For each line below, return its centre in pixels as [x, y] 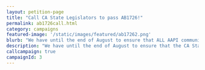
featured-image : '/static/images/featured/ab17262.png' [79, 35]
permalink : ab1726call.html [42, 23]
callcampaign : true [31, 52]
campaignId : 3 [24, 57]
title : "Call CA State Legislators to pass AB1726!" [75, 18]
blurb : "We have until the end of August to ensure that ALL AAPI [92, 40]
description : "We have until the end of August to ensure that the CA [98, 46]
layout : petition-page [35, 12]
